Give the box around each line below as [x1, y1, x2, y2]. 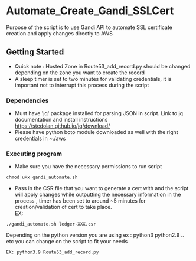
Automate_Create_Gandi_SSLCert [6, 4, 174, 18]
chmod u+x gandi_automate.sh [6, 174, 78, 181]
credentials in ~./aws [14, 135, 66, 142]
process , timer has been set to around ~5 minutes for [14, 197, 146, 204]
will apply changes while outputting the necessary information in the [14, 191, 181, 198]
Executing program [6, 149, 63, 158]
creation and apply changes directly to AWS [6, 30, 113, 37]
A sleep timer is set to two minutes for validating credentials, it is [14, 75, 172, 82]
